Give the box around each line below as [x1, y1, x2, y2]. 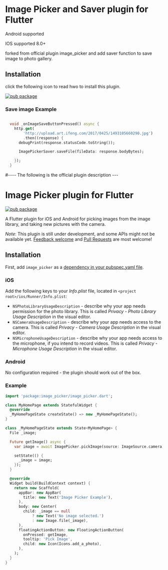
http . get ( [14, 126, 35, 131]
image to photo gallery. [5, 55, 53, 61]
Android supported [5, 31, 44, 37]
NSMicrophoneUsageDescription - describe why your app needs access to [12, 335, 162, 341]
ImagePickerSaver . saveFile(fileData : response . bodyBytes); [18, 149, 144, 154]
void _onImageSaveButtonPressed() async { [9, 121, 99, 126]
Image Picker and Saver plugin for [5, 4, 148, 15]
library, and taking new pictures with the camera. [5, 221, 106, 227]
